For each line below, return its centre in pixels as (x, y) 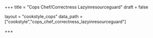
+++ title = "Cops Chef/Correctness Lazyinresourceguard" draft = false (76, 7)
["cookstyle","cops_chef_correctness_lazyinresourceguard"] (66, 22)
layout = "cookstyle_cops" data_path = (44, 16)
